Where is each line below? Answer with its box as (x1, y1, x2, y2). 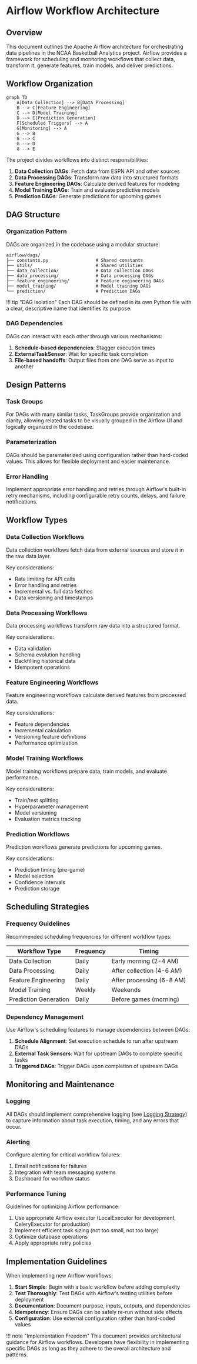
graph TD (6, 94, 28, 101)
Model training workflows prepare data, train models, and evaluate (6, 768, 168, 775)
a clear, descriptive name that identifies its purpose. (6, 305, 132, 312)
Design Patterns (6, 380, 66, 390)
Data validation (14, 645, 51, 652)
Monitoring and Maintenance (6, 1079, 115, 1089)
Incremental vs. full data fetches (14, 588, 93, 595)
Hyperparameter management (14, 803, 88, 810)
